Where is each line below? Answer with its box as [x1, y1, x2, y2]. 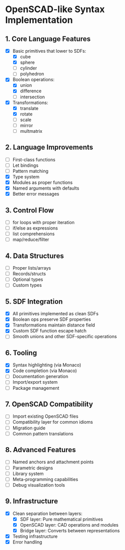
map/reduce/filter [12, 237, 49, 243]
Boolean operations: [12, 77, 54, 83]
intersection [20, 94, 45, 100]
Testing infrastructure [12, 533, 58, 539]
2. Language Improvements [5, 143, 93, 152]
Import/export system [12, 379, 58, 385]
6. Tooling [5, 348, 37, 357]
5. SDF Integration [5, 297, 63, 306]
